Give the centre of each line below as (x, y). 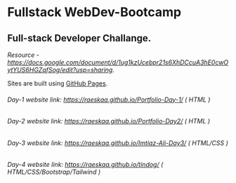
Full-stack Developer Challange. (79, 38)
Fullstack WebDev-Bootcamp (94, 12)
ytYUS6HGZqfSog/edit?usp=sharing (60, 70)
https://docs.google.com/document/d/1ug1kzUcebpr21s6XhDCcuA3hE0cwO (118, 62)
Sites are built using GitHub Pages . (58, 83)
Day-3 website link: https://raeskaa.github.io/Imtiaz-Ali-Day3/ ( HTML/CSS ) (118, 143)
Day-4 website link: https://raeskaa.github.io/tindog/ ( (85, 165)
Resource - (24, 55)
